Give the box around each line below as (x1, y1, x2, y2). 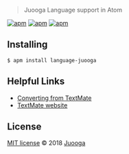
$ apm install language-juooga (7, 57, 97, 64)
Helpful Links (7, 75, 65, 88)
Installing (7, 39, 48, 51)
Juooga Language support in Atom (23, 6, 123, 14)
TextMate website (16, 101, 68, 109)
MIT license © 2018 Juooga (7, 139, 86, 147)
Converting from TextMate (16, 94, 92, 102)
